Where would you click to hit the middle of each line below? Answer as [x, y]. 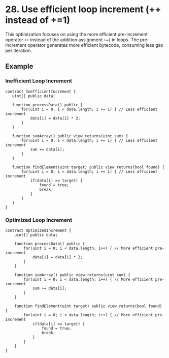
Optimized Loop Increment [39, 220]
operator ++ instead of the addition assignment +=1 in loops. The [72, 40]
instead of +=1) [38, 20]
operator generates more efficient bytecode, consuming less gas [95, 45]
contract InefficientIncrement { [41, 92]
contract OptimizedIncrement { [38, 230]
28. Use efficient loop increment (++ [83, 9]
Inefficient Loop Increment [39, 81]
